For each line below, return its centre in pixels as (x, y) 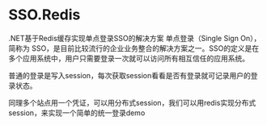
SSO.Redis (44, 15)
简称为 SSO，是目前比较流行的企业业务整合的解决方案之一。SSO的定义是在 (134, 48)
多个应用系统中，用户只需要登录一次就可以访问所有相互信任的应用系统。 (129, 58)
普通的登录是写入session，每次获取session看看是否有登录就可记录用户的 (129, 75)
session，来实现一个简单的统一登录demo (77, 112)
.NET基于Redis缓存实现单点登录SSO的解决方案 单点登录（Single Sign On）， (135, 38)
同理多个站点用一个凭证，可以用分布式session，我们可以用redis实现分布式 (132, 102)
